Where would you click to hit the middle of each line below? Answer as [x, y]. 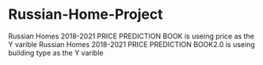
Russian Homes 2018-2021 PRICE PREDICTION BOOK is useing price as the [131, 36]
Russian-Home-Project [86, 14]
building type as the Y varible [56, 52]
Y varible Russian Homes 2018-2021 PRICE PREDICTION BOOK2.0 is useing [131, 44]
